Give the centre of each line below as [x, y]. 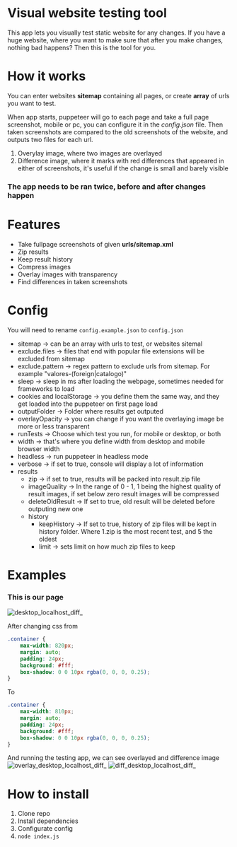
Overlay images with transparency [68, 274]
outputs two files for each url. [50, 139]
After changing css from [42, 626]
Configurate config [45, 829]
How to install [48, 794]
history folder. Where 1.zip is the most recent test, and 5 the [126, 531]
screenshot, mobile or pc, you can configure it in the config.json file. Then [115, 124]
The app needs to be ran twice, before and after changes [107, 187]
